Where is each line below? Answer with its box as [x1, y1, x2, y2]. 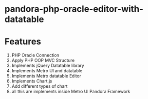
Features [4, 36, 41, 47]
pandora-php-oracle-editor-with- [4, 3, 144, 15]
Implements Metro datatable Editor [11, 73, 81, 79]
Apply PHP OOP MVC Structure [11, 58, 75, 63]
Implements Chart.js [11, 78, 52, 84]
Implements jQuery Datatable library [11, 62, 85, 69]
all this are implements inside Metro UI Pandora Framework [11, 89, 130, 95]
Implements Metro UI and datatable [11, 68, 83, 74]
